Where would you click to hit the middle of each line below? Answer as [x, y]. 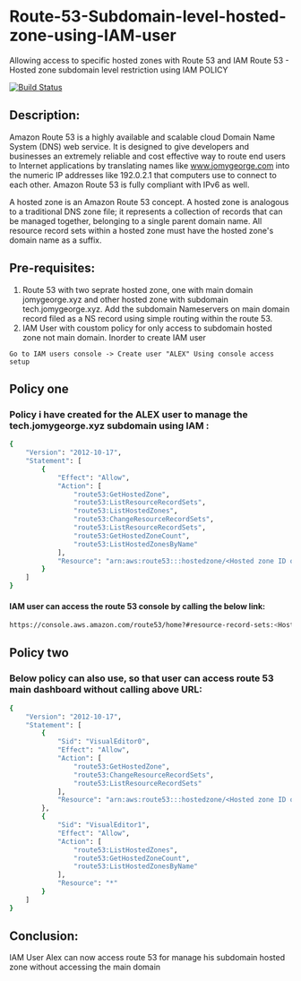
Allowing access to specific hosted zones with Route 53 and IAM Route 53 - [149, 60]
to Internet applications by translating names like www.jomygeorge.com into [150, 165]
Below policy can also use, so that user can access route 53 [142, 678]
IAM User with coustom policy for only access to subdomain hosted [147, 328]
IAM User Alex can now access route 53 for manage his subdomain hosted [147, 958]
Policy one [39, 388]
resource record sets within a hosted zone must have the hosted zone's [142, 230]
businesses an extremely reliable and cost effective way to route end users [148, 156]
